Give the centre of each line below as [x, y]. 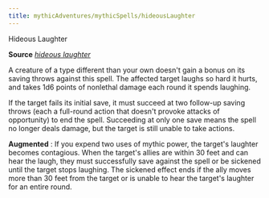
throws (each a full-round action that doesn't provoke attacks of [114, 111]
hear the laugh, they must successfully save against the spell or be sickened [134, 161]
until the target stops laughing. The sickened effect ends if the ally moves [130, 169]
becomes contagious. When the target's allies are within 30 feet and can [128, 152]
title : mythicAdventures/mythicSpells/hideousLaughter [102, 16]
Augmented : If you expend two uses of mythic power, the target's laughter [133, 144]
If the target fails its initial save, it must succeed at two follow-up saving [127, 102]
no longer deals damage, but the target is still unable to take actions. [122, 128]
